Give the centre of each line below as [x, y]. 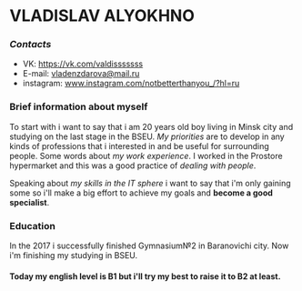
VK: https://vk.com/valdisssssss [83, 64]
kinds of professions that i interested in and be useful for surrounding [140, 145]
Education [33, 226]
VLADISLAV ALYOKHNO [102, 16]
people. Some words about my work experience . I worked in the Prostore [146, 156]
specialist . [30, 202]
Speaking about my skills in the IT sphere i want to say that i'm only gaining [150, 183]
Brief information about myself [79, 107]
